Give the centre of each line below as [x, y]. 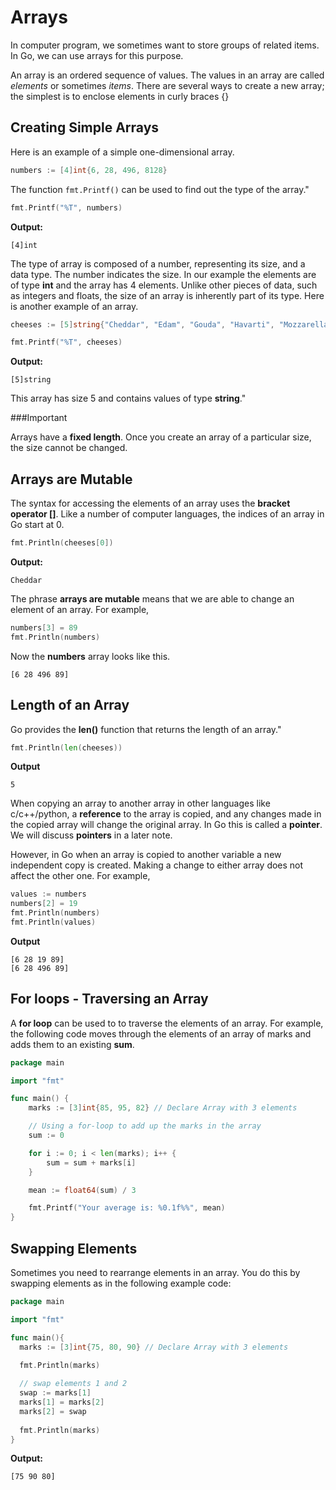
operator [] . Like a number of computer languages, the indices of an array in [167, 514]
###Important [39, 418]
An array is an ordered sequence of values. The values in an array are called [167, 75]
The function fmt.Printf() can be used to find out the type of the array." [160, 189]
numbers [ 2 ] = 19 [44, 904]
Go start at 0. [37, 525]
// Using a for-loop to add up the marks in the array [145, 1126]
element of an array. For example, [80, 609]
